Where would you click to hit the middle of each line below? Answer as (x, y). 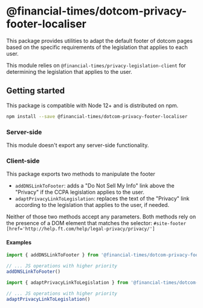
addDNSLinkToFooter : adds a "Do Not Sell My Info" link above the (95, 186)
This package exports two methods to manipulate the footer (81, 174)
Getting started (36, 91)
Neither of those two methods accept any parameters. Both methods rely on (101, 217)
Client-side (23, 160)
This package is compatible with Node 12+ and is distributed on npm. (92, 105)
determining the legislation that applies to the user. (69, 71)
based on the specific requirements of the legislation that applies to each (97, 47)
